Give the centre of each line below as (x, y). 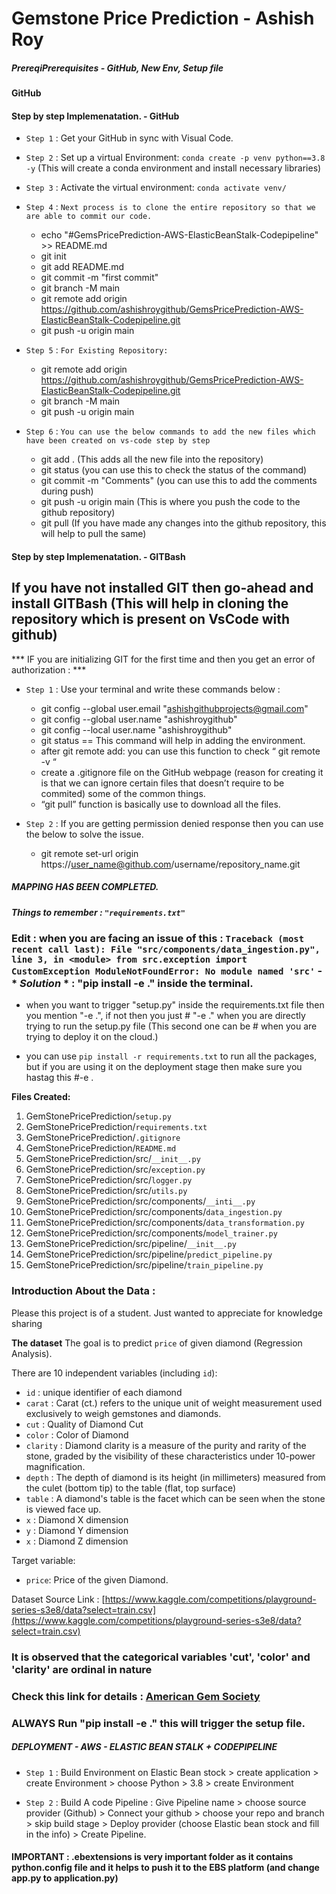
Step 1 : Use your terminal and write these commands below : (153, 689)
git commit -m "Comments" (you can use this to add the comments (179, 481)
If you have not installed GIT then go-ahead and (162, 588)
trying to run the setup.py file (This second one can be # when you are (171, 1026)
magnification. (55, 1466)
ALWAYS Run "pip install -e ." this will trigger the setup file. (158, 1723)
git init (53, 256)
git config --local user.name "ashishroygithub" (136, 729)
